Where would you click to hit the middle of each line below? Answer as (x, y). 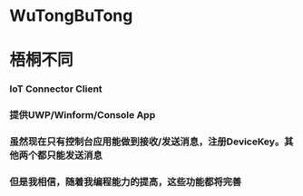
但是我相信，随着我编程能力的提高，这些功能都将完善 (126, 182)
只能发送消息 (74, 155)
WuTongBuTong (71, 16)
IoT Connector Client (56, 89)
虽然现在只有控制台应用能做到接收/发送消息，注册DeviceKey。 (147, 142)
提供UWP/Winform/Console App (83, 115)
